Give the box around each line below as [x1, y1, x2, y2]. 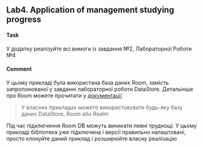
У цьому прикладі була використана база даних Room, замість [6, 79, 169, 86]
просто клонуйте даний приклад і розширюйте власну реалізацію [6, 135, 177, 142]
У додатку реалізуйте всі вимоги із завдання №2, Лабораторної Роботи [6, 45, 192, 52]
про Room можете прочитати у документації [6, 91, 122, 99]
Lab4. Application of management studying [6, 5, 174, 15]
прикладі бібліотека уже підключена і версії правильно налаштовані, [6, 128, 186, 136]
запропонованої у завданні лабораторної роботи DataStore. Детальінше [6, 85, 193, 93]
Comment [6, 65, 32, 72]
